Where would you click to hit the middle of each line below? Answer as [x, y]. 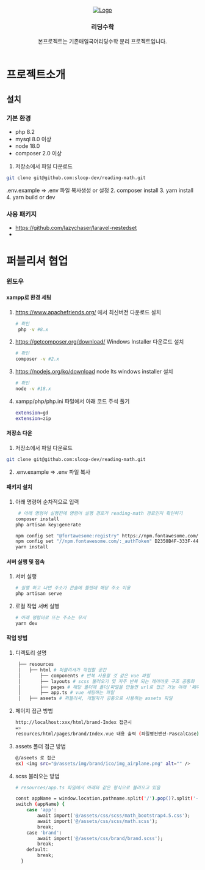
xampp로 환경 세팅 [29, 297]
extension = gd [32, 413]
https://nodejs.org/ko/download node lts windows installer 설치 [94, 372]
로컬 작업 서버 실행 [37, 606]
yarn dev [26, 624]
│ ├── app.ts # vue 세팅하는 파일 [66, 693]
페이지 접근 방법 [34, 711]
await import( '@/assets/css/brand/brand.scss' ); [100, 838]
